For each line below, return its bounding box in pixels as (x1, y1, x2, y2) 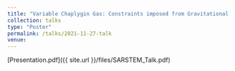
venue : (7, 37, 27, 44)
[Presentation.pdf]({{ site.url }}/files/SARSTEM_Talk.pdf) (7, 56, 171, 64)
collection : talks (7, 17, 61, 24)
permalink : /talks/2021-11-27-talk (7, 30, 112, 37)
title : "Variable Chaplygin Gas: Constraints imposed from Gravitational (7, 10, 229, 18)
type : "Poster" (7, 23, 52, 30)
